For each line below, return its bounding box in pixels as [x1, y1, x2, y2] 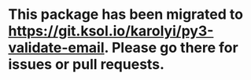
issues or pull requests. [8, 56, 165, 74]
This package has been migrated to [8, 5, 244, 24]
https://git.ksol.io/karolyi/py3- [8, 22, 214, 40]
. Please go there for [104, 39, 238, 56]
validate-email [8, 39, 105, 56]
